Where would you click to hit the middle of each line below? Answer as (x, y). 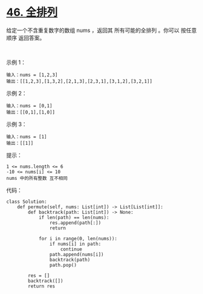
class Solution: (27, 202)
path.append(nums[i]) (76, 254)
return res (42, 286)
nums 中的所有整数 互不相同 (37, 178)
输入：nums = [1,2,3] (32, 75)
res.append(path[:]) (75, 223)
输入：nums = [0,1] (29, 106)
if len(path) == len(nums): (74, 217)
